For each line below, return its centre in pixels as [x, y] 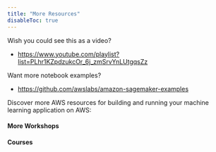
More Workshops [33, 126]
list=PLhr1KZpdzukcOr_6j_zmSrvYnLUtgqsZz [83, 61]
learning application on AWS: [49, 110]
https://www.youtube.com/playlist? [68, 54]
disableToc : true [33, 20]
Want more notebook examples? [54, 75]
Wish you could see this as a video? [59, 40]
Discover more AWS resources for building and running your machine [108, 102]
